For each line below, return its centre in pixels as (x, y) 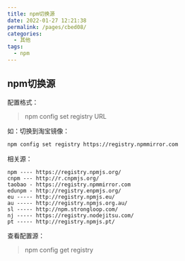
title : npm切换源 (31, 14)
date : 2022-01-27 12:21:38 (47, 21)
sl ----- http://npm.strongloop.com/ (63, 209)
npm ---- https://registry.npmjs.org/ (64, 172)
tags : (15, 47)
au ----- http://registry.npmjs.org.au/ (68, 203)
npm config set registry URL (66, 116)
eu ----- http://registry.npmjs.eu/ (61, 197)
